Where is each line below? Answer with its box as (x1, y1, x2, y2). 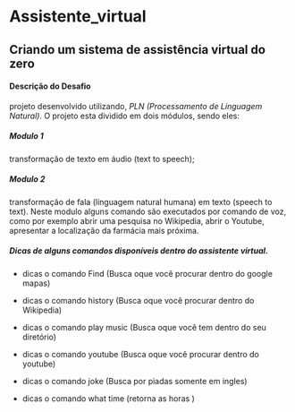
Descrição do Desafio (9, 81, 91, 91)
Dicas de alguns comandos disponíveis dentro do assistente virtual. (9, 245, 269, 256)
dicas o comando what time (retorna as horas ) (21, 392, 195, 404)
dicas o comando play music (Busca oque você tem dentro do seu (21, 322, 266, 332)
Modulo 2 (9, 174, 46, 185)
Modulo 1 (9, 131, 44, 142)
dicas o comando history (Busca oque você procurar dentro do (21, 295, 255, 305)
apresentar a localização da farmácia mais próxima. (9, 225, 199, 236)
